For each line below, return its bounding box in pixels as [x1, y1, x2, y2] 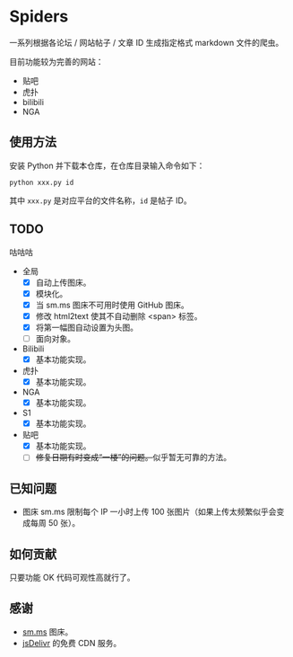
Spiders [9, 6, 69, 27]
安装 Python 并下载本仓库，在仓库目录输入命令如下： [9, 160, 205, 171]
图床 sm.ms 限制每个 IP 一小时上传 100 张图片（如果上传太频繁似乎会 [22, 506, 277, 518]
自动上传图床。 [35, 277, 91, 288]
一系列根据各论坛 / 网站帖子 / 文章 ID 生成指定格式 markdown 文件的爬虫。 [9, 37, 284, 48]
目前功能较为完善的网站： [9, 56, 104, 67]
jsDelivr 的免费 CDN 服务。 [22, 637, 122, 648]
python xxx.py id [9, 178, 74, 187]
